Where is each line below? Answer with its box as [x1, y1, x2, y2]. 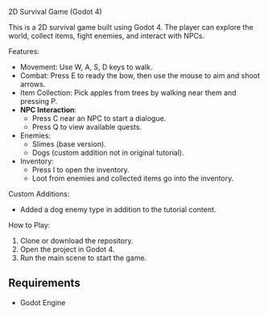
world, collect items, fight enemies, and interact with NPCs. [8, 31, 205, 40]
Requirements [8, 276, 80, 290]
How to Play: [8, 221, 51, 230]
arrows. [19, 80, 46, 89]
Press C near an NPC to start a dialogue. [31, 114, 167, 123]
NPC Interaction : [19, 105, 77, 114]
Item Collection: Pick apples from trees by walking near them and [19, 88, 237, 97]
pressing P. [19, 97, 58, 106]
